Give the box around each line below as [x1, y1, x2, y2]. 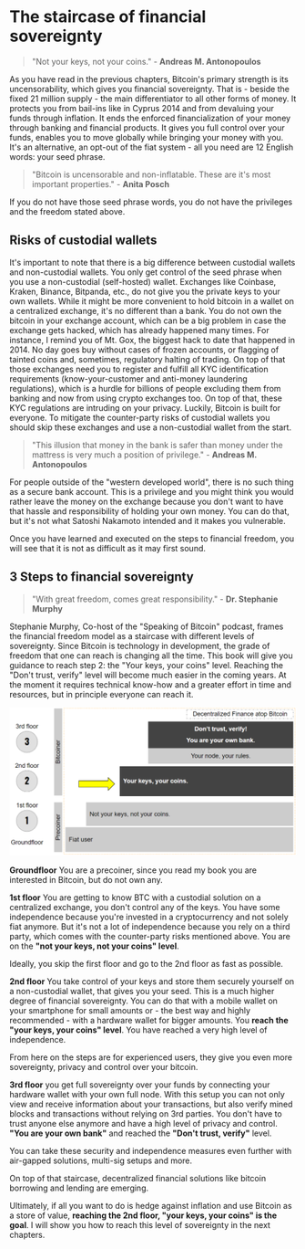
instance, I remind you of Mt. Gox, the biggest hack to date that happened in [9, 334, 296, 345]
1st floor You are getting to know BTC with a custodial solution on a [9, 892, 261, 903]
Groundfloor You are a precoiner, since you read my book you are [9, 865, 258, 876]
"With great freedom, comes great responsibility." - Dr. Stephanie [31, 593, 279, 604]
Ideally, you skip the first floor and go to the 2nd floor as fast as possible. [9, 958, 284, 969]
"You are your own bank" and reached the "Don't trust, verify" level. [9, 1128, 272, 1139]
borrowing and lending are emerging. [9, 1182, 148, 1193]
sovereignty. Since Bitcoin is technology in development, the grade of [9, 640, 270, 651]
